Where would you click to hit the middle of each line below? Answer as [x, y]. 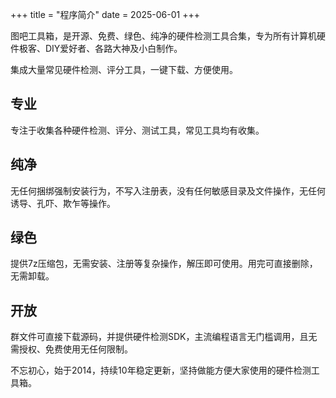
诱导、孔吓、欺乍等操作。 [63, 203]
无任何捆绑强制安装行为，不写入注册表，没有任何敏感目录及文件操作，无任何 [168, 190]
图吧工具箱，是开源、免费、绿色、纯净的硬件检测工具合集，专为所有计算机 [163, 36]
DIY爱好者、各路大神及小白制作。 [113, 48]
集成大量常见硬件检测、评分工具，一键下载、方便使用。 [124, 69]
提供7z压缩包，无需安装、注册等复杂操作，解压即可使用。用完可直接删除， [164, 264]
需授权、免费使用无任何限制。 [71, 349]
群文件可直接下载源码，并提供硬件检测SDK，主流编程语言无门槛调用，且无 [164, 337]
